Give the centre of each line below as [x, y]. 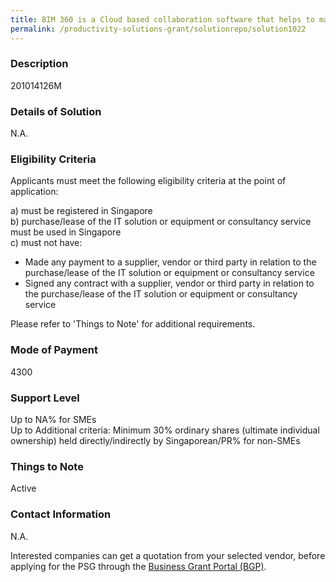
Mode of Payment [54, 350]
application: [34, 192]
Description [39, 64]
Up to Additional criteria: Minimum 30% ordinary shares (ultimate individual [165, 430]
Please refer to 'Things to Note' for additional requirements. [133, 324]
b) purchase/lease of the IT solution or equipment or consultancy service [161, 222]
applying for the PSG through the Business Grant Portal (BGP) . [138, 566]
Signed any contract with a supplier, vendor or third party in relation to [169, 283]
